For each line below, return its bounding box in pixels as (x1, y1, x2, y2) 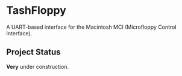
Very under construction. (6, 63, 69, 70)
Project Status (6, 47, 61, 57)
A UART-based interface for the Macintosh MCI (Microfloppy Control (6, 23, 177, 31)
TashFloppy (6, 4, 66, 17)
